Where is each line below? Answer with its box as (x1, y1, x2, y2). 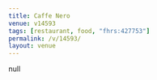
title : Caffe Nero (8, 11, 70, 20)
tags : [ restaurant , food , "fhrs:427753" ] (8, 27, 151, 35)
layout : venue (8, 42, 57, 50)
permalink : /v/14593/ (8, 34, 82, 43)
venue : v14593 (8, 19, 57, 27)
